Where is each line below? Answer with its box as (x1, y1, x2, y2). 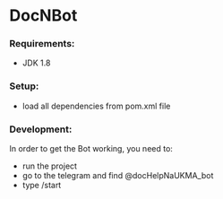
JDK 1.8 (21, 57, 51, 68)
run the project (21, 160, 78, 171)
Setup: (9, 80, 39, 92)
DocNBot (9, 5, 78, 26)
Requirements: (9, 38, 75, 50)
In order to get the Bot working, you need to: (9, 143, 173, 154)
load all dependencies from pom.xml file (21, 100, 171, 111)
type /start (21, 180, 62, 191)
